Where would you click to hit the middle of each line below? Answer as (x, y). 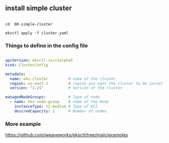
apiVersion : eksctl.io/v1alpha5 (39, 60)
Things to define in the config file (47, 46)
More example (23, 124)
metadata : (16, 74)
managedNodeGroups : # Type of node (53, 97)
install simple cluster (38, 8)
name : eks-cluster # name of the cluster (63, 79)
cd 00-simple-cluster (29, 24)
